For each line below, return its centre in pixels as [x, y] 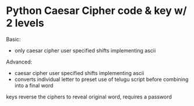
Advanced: [19, 62]
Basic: [13, 39]
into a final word [34, 85]
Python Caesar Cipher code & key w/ [97, 11]
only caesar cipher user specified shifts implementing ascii [85, 50]
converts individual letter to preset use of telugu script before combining [101, 79]
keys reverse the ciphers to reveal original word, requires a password [89, 97]
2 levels [25, 23]
